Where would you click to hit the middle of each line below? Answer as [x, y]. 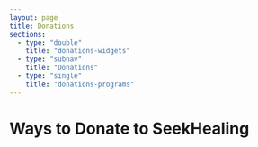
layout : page [34, 17]
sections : [28, 34]
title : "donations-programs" [80, 84]
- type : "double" [50, 43]
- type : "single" [50, 76]
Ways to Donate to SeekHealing [129, 129]
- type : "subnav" [50, 59]
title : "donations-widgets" [78, 51]
